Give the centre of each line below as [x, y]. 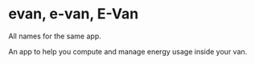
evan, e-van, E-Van [74, 14]
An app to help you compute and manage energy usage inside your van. [128, 51]
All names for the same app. [55, 36]
